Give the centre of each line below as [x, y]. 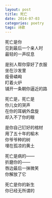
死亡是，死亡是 [20, 99]
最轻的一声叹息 [20, 54]
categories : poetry [25, 23]
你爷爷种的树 [18, 140]
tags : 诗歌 [15, 28]
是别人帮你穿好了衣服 [26, 65]
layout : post [18, 9]
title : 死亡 [16, 14]
